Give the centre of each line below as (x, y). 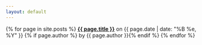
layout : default (26, 12)
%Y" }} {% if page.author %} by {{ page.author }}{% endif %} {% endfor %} (100, 35)
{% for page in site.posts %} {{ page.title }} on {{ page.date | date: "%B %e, (101, 29)
